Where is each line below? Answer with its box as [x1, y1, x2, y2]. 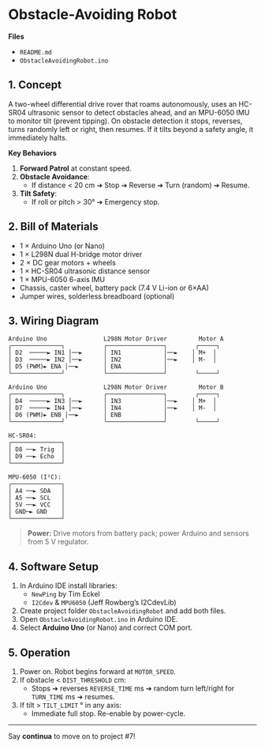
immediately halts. [8, 133, 68, 142]
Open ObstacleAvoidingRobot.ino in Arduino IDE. [19, 615, 178, 624]
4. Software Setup [8, 559, 99, 574]
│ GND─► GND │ [8, 508, 65, 516]
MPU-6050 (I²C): [8, 473, 62, 481]
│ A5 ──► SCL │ [8, 494, 65, 502]
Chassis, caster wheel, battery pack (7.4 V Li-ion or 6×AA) [19, 283, 209, 292]
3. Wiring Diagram [8, 314, 99, 327]
